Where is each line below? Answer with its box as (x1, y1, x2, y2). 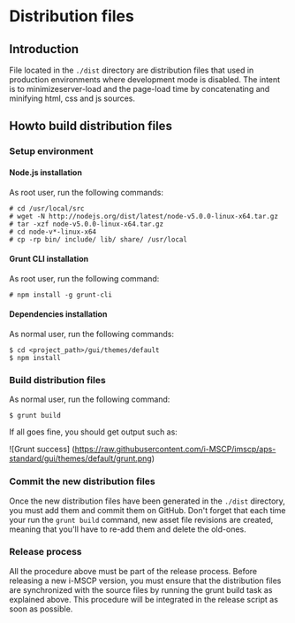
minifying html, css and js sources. (9, 93, 135, 104)
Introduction (9, 42, 79, 57)
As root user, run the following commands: (9, 187, 164, 197)
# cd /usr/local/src (9, 204, 86, 213)
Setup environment (9, 145, 95, 158)
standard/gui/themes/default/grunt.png (9, 453, 152, 464)
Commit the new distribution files (9, 475, 156, 488)
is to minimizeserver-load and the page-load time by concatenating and (9, 84, 270, 94)
